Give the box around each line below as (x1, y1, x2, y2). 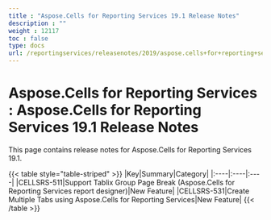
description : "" (8, 19, 67, 27)
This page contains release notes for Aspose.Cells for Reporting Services (8, 144, 252, 154)
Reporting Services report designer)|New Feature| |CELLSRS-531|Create (8, 186, 250, 196)
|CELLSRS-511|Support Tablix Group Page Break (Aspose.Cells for (15, 177, 236, 187)
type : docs (8, 42, 45, 50)
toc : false (8, 34, 48, 43)
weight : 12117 (8, 27, 60, 35)
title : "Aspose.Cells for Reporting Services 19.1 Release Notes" (8, 11, 240, 20)
